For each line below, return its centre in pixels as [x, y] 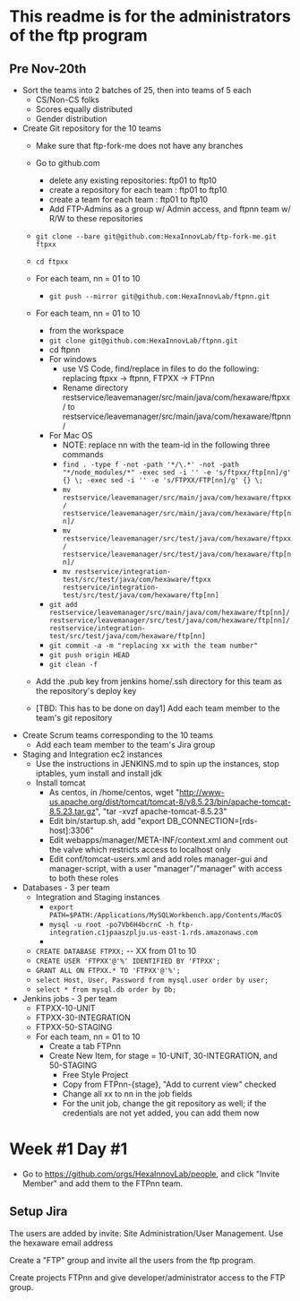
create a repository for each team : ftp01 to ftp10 [138, 190]
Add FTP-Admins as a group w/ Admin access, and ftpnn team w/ [170, 209]
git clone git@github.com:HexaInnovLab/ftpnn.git [143, 341]
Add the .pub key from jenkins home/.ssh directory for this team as [159, 681]
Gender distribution [71, 119]
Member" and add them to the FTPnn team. [103, 1183]
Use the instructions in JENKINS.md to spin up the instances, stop [157, 763]
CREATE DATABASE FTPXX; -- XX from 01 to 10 [116, 951]
